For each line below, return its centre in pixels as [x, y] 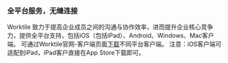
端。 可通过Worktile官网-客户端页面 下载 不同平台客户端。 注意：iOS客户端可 [114, 44]
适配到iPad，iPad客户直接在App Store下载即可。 [76, 53]
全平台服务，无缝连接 [42, 10]
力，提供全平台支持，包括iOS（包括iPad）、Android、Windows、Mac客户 [111, 36]
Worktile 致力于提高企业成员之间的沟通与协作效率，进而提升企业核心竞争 [110, 27]
